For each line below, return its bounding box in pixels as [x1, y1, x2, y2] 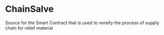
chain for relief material [5, 25, 53, 31]
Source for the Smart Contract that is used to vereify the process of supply [5, 20, 159, 26]
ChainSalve [5, 3, 54, 15]
